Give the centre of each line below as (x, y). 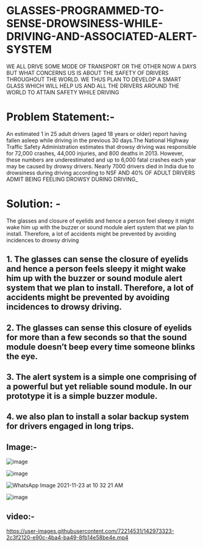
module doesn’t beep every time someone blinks (101, 347)
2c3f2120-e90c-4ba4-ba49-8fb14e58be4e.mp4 (68, 538)
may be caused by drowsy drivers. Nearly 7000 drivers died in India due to (100, 166)
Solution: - (34, 204)
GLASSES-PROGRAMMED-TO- (85, 11)
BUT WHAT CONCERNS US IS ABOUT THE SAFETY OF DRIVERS (87, 73)
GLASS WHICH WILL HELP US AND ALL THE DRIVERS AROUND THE (93, 85)
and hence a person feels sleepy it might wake (96, 269)
